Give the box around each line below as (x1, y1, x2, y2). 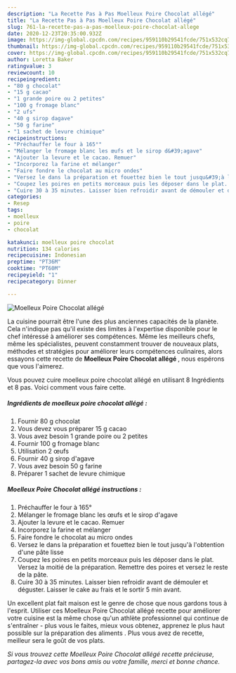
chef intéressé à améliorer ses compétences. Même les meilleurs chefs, (7, 332, 216, 340)
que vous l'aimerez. (7, 361, 65, 370)
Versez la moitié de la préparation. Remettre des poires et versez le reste (17, 563, 228, 571)
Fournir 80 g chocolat (17, 416, 81, 425)
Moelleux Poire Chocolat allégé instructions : (7, 485, 142, 494)
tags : (7, 207, 23, 214)
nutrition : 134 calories (7, 245, 80, 252)
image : (7, 37, 27, 44)
